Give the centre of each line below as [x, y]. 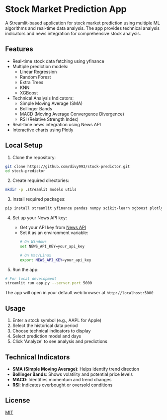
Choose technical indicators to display [51, 331]
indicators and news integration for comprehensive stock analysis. [73, 33]
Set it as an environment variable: [54, 233]
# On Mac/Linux [35, 255]
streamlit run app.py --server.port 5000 [49, 283]
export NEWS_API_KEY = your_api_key [55, 260]
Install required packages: [39, 199]
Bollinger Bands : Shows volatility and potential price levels [73, 374]
